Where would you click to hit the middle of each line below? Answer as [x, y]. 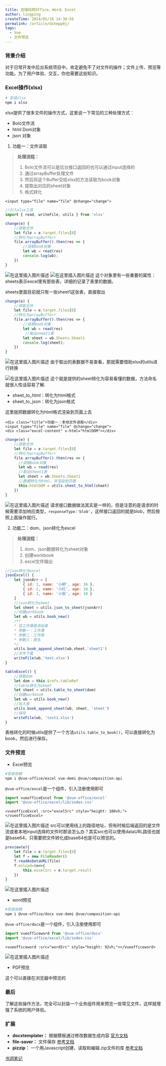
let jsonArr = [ [31, 580]
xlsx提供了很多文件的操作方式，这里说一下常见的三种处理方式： [70, 113]
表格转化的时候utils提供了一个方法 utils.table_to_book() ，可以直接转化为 [80, 732]
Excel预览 [22, 764]
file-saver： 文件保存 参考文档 [43, 1042]
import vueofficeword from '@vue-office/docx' [54, 934]
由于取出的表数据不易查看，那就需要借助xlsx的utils [102, 362]
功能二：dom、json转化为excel [44, 528]
